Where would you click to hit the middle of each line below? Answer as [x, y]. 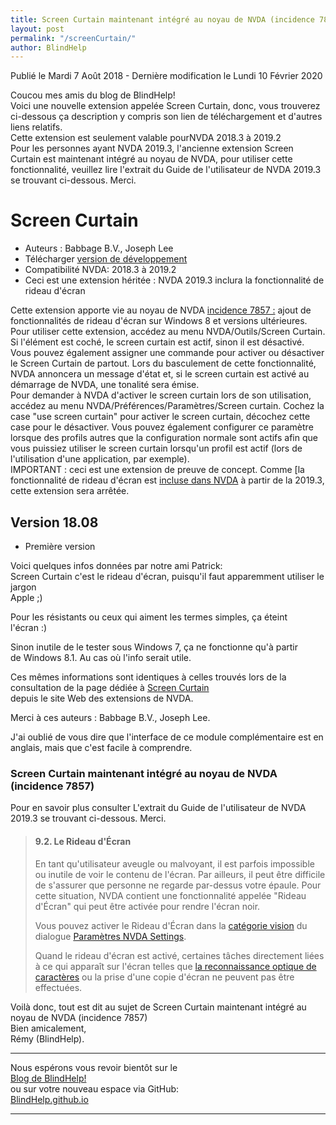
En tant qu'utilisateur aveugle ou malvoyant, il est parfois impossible [174, 863]
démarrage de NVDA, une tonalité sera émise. [105, 385]
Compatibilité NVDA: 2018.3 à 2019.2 [100, 270]
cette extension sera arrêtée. [70, 491]
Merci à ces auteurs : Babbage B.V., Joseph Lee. [110, 717]
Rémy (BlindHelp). [47, 1038]
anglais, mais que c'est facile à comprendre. [101, 747]
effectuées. [58, 987]
